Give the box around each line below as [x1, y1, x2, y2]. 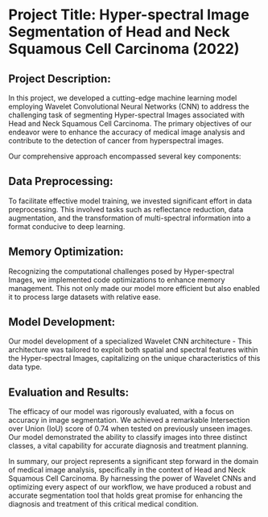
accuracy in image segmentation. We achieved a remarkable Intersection [8, 416, 250, 425]
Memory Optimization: [8, 245, 124, 259]
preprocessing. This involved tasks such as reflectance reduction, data [8, 204, 244, 214]
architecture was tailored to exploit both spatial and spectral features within [8, 345, 259, 355]
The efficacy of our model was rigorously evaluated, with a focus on [8, 407, 235, 416]
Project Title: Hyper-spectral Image [8, 6, 249, 24]
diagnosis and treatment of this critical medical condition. [8, 499, 199, 509]
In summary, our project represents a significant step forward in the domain [8, 457, 259, 466]
